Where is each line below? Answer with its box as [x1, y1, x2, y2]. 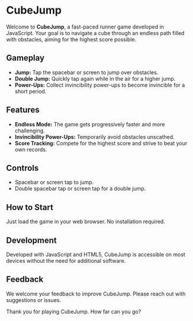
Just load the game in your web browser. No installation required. [6, 218, 166, 225]
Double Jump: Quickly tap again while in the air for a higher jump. [14, 75, 176, 82]
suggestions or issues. [6, 296, 61, 303]
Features [6, 105, 40, 115]
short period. [14, 87, 47, 95]
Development [6, 235, 57, 245]
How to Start [6, 202, 53, 212]
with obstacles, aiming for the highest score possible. [6, 36, 137, 43]
